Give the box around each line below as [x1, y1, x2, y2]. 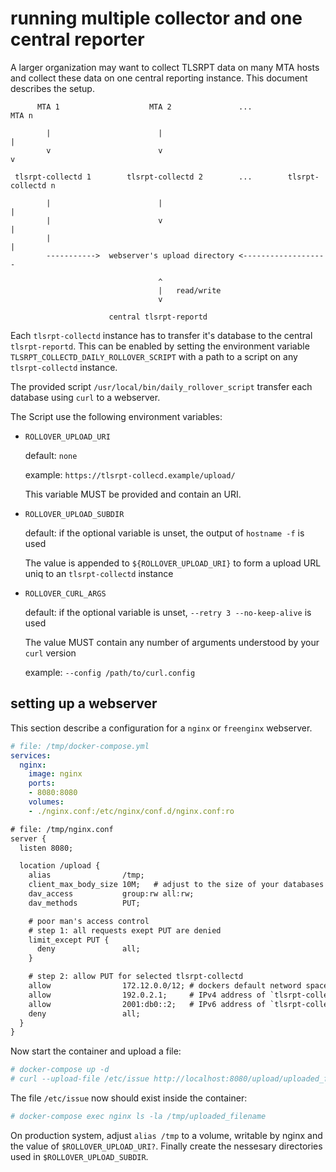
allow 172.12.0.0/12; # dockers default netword [28, 981, 302, 991]
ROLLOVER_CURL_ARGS [24, 588, 107, 599]
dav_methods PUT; [28, 898, 141, 908]
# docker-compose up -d [10, 1065, 110, 1075]
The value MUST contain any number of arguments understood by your [24, 636, 320, 648]
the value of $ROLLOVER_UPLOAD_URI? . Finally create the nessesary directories [10, 1140, 323, 1152]
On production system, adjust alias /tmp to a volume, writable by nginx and [10, 1129, 323, 1141]
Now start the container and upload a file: [10, 1045, 182, 1057]
